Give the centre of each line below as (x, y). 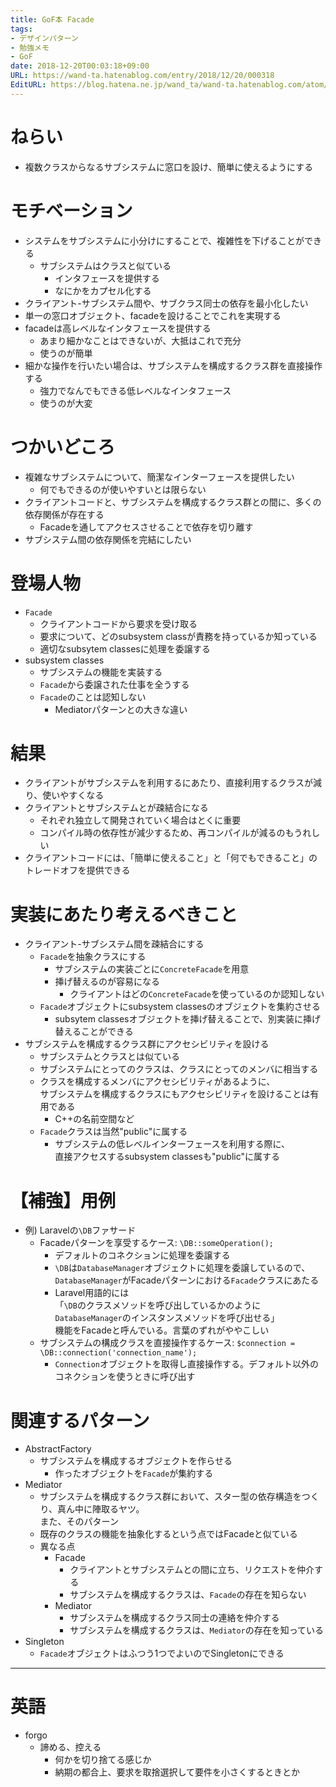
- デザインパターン (44, 38)
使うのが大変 (66, 403)
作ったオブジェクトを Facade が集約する (134, 1473)
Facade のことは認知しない (93, 697)
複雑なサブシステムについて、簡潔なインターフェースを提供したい (159, 477)
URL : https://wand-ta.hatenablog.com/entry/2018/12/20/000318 (142, 76)
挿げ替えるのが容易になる (107, 982)
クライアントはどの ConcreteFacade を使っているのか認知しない (197, 994)
